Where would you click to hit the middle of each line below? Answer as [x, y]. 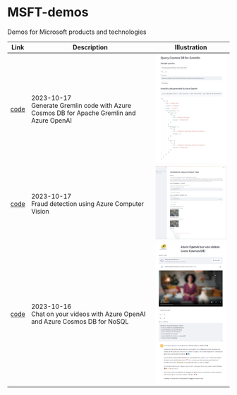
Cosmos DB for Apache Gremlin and [84, 113]
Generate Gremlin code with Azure [81, 105]
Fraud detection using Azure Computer [88, 203]
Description [90, 47]
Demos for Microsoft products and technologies [77, 32]
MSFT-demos [48, 12]
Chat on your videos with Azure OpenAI [89, 314]
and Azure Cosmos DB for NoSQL [80, 322]
